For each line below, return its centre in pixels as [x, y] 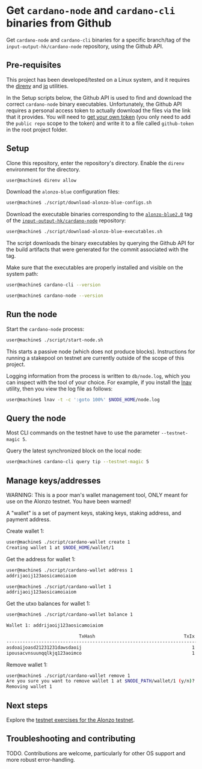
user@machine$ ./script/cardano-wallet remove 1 [68, 676]
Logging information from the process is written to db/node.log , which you [98, 375]
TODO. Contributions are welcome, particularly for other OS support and [96, 753]
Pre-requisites [34, 65]
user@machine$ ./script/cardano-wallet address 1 [70, 570]
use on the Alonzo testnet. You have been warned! [69, 501]
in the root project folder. [37, 129]
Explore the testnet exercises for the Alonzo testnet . [71, 720]
